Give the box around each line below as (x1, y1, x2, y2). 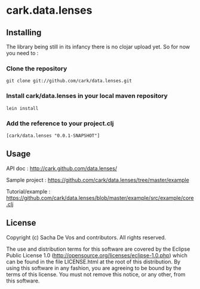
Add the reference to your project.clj (6, 119, 114, 127)
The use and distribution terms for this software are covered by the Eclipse (6, 245, 190, 253)
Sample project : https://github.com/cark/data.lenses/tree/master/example (6, 176, 189, 183)
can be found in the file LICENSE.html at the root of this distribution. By (6, 258, 181, 265)
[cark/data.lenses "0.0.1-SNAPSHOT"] (6, 133, 100, 139)
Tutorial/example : (6, 187, 51, 195)
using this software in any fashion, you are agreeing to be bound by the (6, 264, 181, 272)
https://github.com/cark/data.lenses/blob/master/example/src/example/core (6, 194, 194, 201)
